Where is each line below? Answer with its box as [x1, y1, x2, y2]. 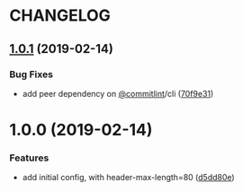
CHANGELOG [9, 5, 111, 26]
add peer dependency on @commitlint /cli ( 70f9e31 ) [22, 88, 214, 99]
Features [9, 152, 49, 164]
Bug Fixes [9, 68, 54, 81]
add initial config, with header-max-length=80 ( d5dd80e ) [22, 172, 236, 183]
